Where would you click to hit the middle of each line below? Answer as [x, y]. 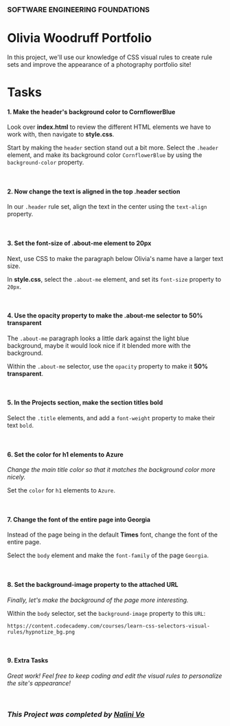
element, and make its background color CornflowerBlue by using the [105, 155]
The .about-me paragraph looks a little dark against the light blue [98, 338]
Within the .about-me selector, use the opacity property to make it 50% [107, 366]
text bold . [21, 426]
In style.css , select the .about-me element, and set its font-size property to [114, 279]
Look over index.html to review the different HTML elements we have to [109, 127]
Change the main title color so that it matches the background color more [112, 470]
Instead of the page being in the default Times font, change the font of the [113, 535]
